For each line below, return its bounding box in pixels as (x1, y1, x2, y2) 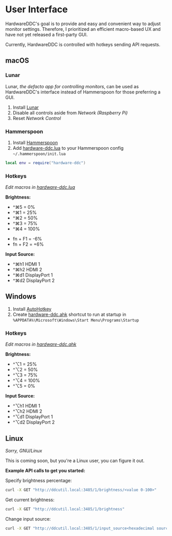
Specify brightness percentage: (5, 478, 72, 484)
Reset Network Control (12, 115, 61, 121)
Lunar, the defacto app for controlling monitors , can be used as (5, 83, 139, 89)
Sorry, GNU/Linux (5, 448, 42, 454)
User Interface (5, 4, 68, 15)
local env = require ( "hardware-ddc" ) (5, 160, 86, 165)
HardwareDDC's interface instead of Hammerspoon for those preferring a (5, 89, 161, 95)
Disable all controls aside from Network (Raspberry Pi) (12, 109, 128, 116)
